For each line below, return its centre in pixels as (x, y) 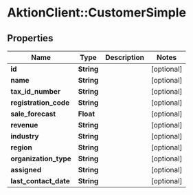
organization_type (41, 158)
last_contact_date (40, 181)
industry (25, 136)
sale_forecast (33, 114)
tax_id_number (35, 91)
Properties (30, 38)
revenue (24, 125)
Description (125, 58)
